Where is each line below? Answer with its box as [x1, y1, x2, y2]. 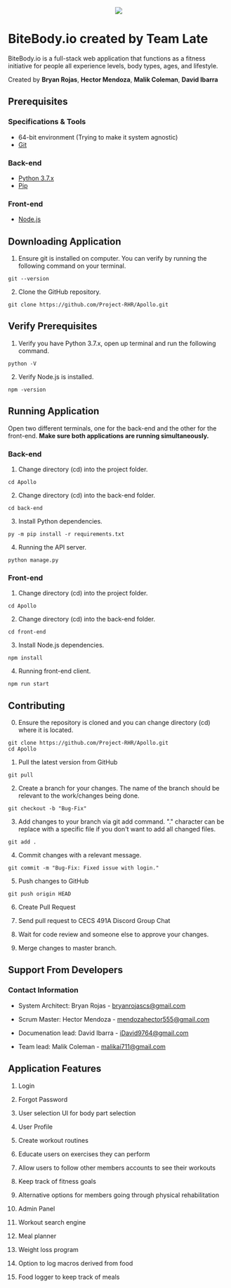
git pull [8, 772, 34, 779]
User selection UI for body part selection [18, 1108, 136, 1117]
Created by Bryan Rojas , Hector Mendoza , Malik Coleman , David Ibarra [8, 75, 218, 84]
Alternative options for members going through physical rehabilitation [18, 1191, 220, 1199]
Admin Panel [18, 1204, 55, 1213]
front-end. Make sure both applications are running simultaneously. [8, 431, 209, 440]
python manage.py [8, 557, 59, 564]
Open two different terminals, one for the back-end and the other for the [8, 423, 217, 433]
